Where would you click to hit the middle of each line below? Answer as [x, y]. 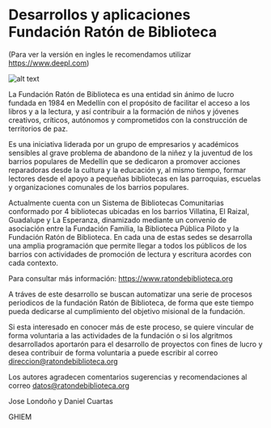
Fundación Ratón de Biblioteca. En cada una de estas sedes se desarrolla [131, 237]
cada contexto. [34, 262]
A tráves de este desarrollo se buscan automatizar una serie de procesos [130, 294]
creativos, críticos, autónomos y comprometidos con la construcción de [128, 120]
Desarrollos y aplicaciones [100, 15]
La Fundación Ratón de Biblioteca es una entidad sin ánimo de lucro [121, 94]
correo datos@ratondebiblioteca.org [69, 385]
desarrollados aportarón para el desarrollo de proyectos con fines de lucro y [135, 344]
